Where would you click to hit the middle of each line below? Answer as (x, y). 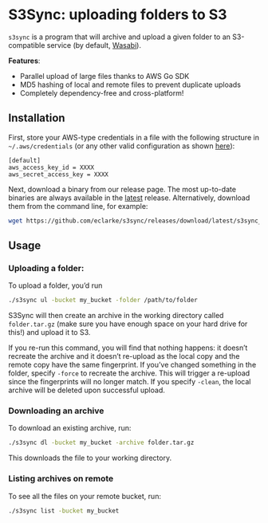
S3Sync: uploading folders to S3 (118, 15)
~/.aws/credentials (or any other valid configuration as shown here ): (122, 146)
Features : (24, 61)
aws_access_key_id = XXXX (51, 167)
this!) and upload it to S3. (49, 332)
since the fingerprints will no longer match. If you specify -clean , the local (130, 382)
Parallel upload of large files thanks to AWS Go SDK (104, 76)
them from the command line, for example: (78, 206)
